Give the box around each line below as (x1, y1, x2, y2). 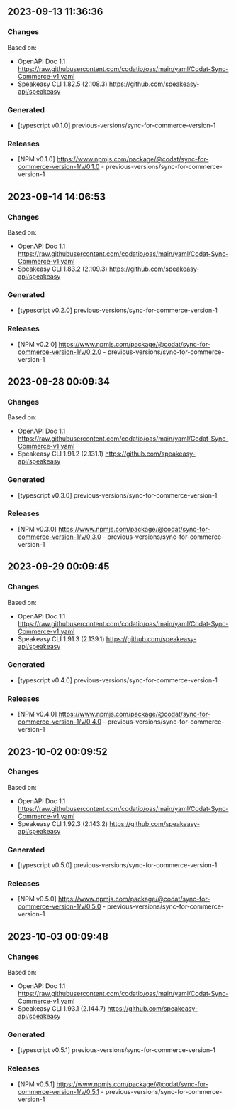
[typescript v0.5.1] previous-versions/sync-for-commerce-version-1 (17, 1046, 216, 1054)
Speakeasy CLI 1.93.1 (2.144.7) (17, 1004, 106, 1013)
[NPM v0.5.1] (17, 1080, 55, 1088)
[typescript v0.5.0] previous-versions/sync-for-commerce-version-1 (17, 861, 218, 869)
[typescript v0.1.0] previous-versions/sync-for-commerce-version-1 (17, 121, 216, 129)
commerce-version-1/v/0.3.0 (17, 532, 101, 541)
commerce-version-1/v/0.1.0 (17, 163, 100, 171)
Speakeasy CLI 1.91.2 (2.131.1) (17, 449, 104, 458)
